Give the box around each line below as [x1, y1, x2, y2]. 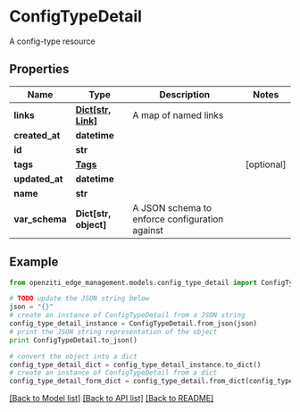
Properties [9, 62, 70, 77]
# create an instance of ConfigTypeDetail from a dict [9, 368, 218, 377]
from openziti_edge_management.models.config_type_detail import [9, 278, 257, 287]
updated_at [13, 172, 63, 185]
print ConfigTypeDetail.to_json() [9, 335, 138, 345]
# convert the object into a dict [9, 351, 138, 361]
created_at [13, 129, 61, 141]
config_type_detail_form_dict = [9, 377, 129, 386]
